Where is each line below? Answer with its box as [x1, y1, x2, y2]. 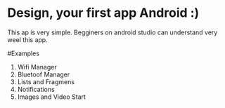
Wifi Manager [17, 62, 58, 71]
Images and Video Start [17, 93, 86, 101]
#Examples [7, 49, 40, 58]
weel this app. [7, 35, 48, 43]
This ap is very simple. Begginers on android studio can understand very [7, 28, 218, 36]
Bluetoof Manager [17, 70, 70, 79]
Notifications [17, 85, 55, 93]
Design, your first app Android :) [7, 5, 200, 21]
